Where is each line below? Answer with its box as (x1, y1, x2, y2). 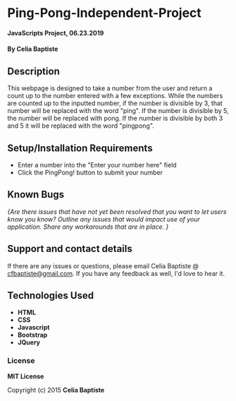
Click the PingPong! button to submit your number (17, 168, 163, 176)
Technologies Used (7, 289, 94, 301)
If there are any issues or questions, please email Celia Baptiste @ (7, 261, 199, 270)
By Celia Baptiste (7, 44, 58, 54)
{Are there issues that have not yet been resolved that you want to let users (7, 207, 227, 216)
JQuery (17, 338, 41, 347)
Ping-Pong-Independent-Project (7, 5, 202, 21)
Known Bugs (7, 188, 65, 200)
